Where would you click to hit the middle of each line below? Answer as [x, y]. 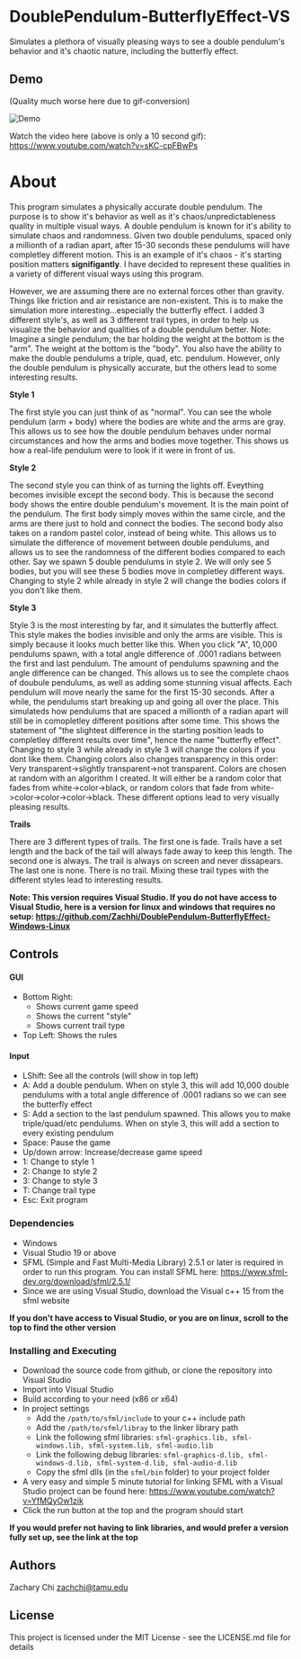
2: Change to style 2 [60, 1171]
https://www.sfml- [254, 1271]
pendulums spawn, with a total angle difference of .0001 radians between [145, 653]
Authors [33, 1566]
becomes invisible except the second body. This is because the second [142, 494]
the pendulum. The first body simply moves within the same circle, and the [147, 514]
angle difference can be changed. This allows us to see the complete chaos [149, 673]
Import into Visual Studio [68, 1390]
